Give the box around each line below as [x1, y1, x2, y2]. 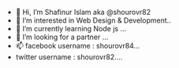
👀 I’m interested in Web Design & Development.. [15, 16, 171, 25]
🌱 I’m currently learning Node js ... [15, 24, 127, 33]
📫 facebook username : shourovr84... [15, 41, 140, 50]
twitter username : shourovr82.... [15, 52, 123, 62]
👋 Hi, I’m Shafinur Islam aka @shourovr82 [15, 8, 151, 16]
